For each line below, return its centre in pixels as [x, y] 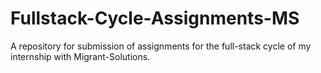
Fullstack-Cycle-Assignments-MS [155, 18]
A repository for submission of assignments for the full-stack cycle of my [161, 46]
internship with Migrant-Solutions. [80, 56]
